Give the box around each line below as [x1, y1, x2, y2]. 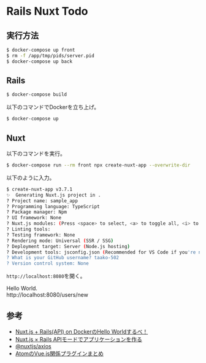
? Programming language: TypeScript [6, 203, 100, 209]
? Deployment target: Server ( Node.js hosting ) [6, 243, 131, 249]
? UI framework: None [6, 215, 62, 221]
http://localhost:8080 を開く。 [6, 272, 86, 280]
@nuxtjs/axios [15, 342, 52, 349]
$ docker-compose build [6, 92, 67, 98]
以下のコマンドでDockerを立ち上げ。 [6, 103, 100, 111]
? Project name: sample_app [6, 198, 78, 204]
